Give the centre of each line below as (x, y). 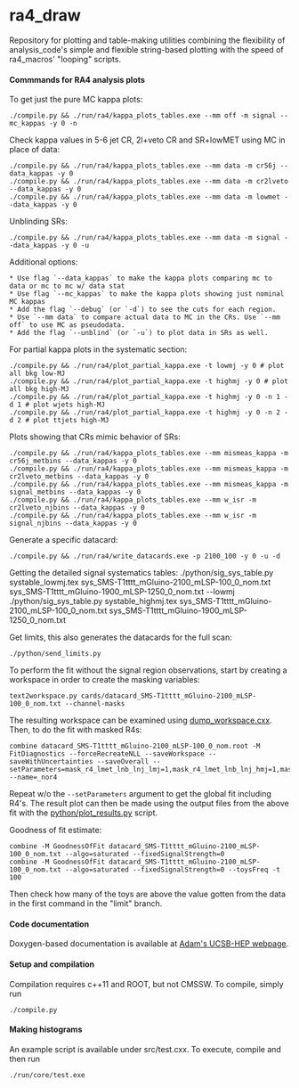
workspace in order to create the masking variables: (105, 680)
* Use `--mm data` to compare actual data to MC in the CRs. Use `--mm (145, 317)
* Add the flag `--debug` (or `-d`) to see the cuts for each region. (143, 310)
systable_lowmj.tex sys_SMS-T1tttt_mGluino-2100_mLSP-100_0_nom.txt (140, 582)
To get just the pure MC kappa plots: (76, 100)
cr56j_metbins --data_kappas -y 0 (73, 461)
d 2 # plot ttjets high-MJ (59, 421)
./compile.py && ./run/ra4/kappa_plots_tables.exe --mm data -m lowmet (145, 197)
